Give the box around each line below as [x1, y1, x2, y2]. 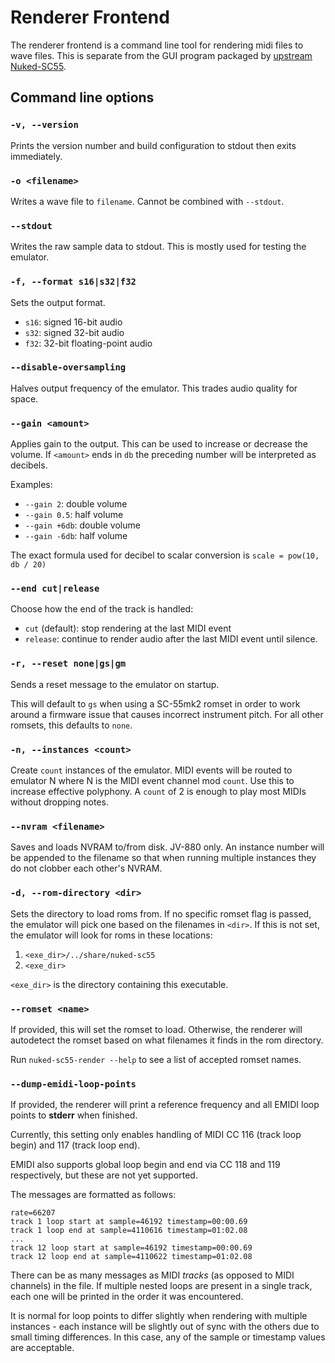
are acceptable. [10, 1342, 75, 1354]
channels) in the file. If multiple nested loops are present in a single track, [10, 1280, 313, 1292]
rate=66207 [10, 1208, 56, 1218]
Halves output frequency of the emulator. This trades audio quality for [10, 382, 298, 394]
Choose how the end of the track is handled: [10, 603, 194, 615]
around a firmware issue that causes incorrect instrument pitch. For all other [10, 708, 324, 720]
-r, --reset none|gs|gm [10, 658, 127, 670]
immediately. [10, 150, 63, 162]
